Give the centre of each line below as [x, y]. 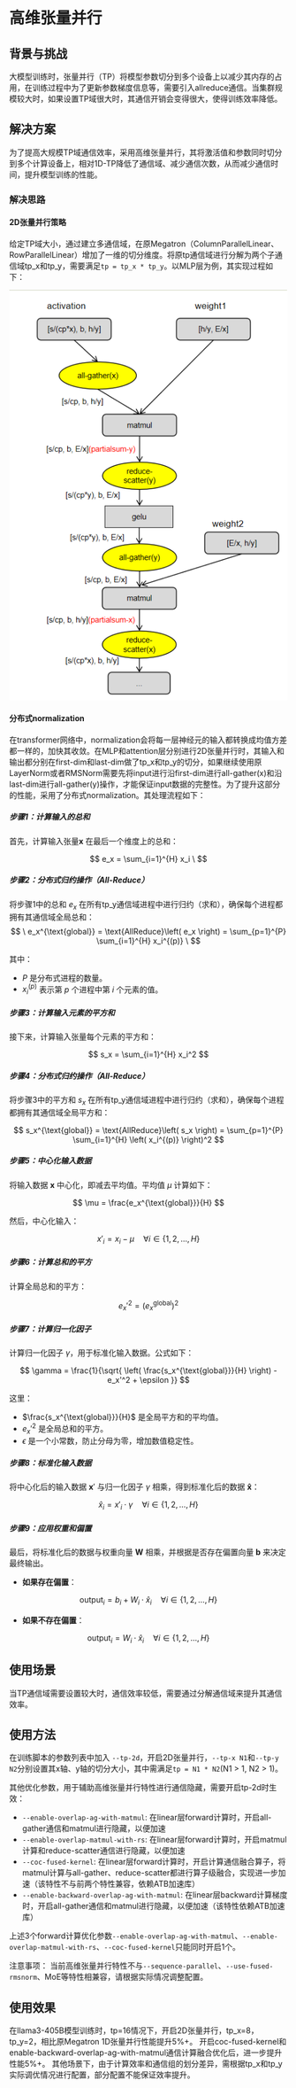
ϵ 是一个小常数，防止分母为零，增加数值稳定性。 [110, 1441]
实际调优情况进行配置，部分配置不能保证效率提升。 [102, 2075]
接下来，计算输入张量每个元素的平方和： [83, 1036]
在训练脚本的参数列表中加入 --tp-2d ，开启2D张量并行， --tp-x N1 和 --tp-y [144, 1758]
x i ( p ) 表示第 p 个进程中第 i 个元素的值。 [92, 990]
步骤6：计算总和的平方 [51, 1262]
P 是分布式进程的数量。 [65, 978]
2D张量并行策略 [38, 222]
